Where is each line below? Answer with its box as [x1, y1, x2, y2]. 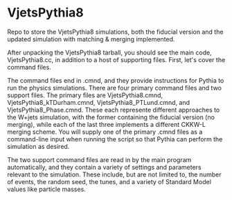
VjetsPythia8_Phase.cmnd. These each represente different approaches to [7, 106, 220, 114]
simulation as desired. [7, 142, 70, 150]
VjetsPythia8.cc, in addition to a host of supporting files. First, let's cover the [7, 55, 226, 63]
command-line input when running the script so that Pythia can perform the [7, 134, 223, 143]
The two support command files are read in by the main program [7, 155, 192, 163]
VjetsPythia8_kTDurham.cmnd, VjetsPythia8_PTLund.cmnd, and [7, 98, 190, 106]
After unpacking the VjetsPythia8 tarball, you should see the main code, [7, 48, 213, 57]
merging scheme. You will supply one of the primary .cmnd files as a [7, 128, 203, 136]
